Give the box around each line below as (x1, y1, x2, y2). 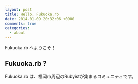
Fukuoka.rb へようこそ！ (5, 45, 56, 50)
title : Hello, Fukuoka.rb (5, 12, 59, 17)
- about (9, 30, 26, 35)
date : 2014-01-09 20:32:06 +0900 (5, 16, 75, 21)
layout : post (5, 7, 32, 12)
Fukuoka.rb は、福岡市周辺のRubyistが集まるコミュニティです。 (5, 73, 136, 79)
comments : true (5, 21, 37, 26)
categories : (5, 26, 30, 31)
